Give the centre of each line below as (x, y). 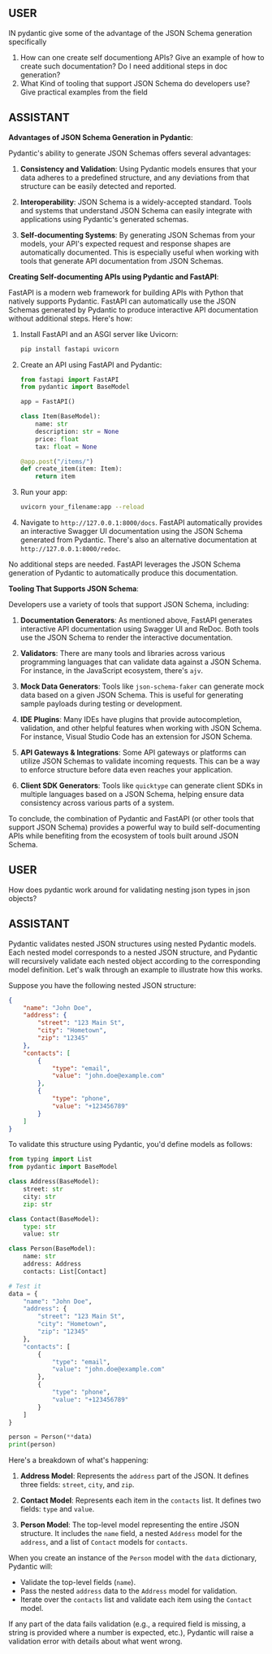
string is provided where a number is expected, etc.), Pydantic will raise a (131, 1633)
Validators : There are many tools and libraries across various (123, 653)
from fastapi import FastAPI (69, 379)
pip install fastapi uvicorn (69, 349)
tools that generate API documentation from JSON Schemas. (122, 260)
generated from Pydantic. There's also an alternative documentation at (138, 540)
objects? (23, 898)
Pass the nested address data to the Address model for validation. (129, 1591)
